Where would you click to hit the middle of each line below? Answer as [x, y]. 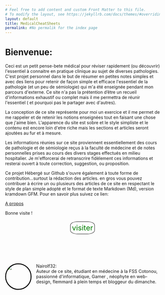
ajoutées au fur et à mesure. [34, 133]
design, [44, 282]
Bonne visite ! [19, 213]
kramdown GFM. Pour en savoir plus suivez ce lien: [57, 194]
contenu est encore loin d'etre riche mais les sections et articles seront [77, 128]
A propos [14, 204]
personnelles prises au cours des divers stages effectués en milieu [73, 153]
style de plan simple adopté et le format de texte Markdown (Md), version [79, 189]
